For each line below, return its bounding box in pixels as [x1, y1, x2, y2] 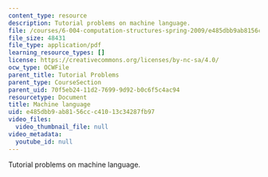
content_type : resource [8, 11, 88, 20]
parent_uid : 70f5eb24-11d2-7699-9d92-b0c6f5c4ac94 [8, 85, 180, 94]
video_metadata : [8, 130, 62, 138]
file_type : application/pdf [8, 41, 102, 49]
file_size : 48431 [8, 33, 66, 42]
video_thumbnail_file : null [15, 123, 109, 131]
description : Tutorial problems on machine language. [8, 19, 191, 27]
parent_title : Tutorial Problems [8, 71, 120, 79]
